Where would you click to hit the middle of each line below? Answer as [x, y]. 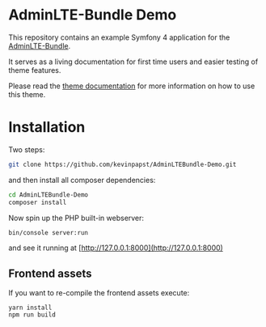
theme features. [35, 70]
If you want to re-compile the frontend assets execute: [99, 293]
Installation [47, 127]
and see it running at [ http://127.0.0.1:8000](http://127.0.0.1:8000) [116, 248]
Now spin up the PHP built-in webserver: [76, 218]
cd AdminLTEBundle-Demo [49, 195]
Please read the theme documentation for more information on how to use [132, 86]
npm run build [32, 315]
